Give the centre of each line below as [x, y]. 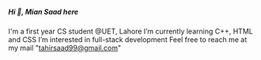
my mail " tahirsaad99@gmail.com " [64, 48]
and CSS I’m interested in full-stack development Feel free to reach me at [128, 39]
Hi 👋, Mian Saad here [43, 12]
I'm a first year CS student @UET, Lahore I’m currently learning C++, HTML [130, 31]
